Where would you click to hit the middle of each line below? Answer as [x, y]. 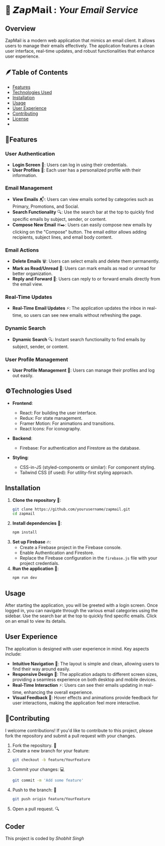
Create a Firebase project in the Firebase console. [71, 548]
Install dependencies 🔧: [37, 523]
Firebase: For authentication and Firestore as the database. [80, 448]
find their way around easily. [41, 669]
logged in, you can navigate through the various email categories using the [82, 610]
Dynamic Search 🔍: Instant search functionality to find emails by [79, 339]
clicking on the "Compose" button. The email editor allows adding [80, 232]
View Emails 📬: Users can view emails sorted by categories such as [83, 199]
